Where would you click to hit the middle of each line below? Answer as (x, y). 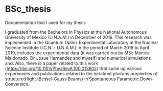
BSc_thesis (28, 9)
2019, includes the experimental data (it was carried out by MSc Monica (78, 53)
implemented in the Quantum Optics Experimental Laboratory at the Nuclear (82, 42)
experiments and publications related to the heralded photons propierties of (81, 73)
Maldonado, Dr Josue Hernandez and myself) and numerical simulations (78, 58)
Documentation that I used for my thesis (46, 23)
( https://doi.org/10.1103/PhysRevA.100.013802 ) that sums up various (73, 68)
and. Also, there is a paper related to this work (52, 63)
